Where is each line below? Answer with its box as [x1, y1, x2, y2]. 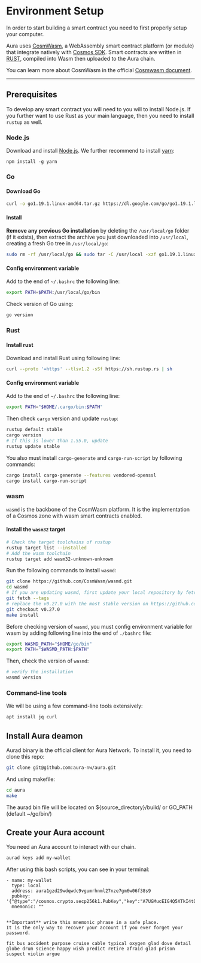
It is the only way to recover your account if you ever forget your [6, 925, 184, 931]
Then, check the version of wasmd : [6, 657, 89, 665]
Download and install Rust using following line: [6, 355, 121, 362]
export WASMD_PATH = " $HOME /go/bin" [6, 641, 93, 647]
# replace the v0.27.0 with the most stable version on [6, 601, 148, 607]
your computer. [6, 30, 44, 37]
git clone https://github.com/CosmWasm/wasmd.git [6, 578, 133, 584]
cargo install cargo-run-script [6, 478, 87, 484]
